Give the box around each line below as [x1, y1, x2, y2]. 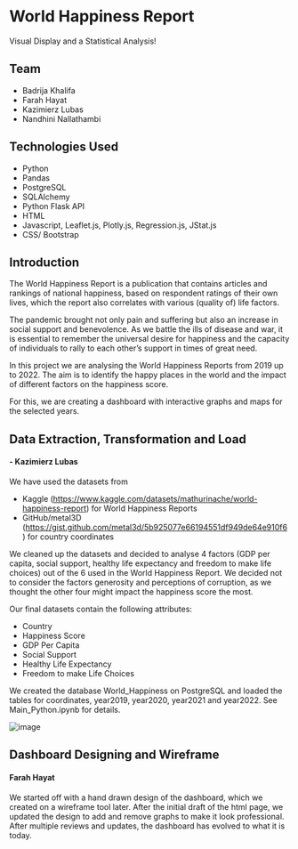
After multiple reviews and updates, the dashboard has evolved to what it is [9, 821, 286, 831]
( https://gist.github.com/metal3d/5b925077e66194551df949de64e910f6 [21, 522, 287, 532]
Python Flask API [21, 200, 85, 211]
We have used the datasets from [9, 476, 129, 487]
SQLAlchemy [21, 191, 70, 202]
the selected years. [9, 406, 80, 416]
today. [9, 829, 33, 840]
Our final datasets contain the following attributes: [9, 603, 193, 614]
